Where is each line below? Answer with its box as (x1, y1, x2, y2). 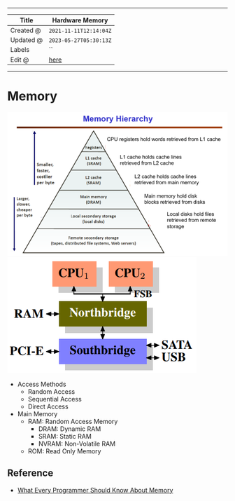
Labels (10, 46, 30, 54)
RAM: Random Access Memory (27, 417, 118, 425)
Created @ (10, 26, 41, 34)
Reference (7, 467, 54, 479)
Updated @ (10, 36, 43, 44)
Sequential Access (27, 394, 82, 403)
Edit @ (10, 55, 29, 64)
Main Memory (17, 409, 58, 418)
